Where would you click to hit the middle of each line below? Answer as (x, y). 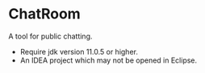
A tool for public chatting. (50, 36)
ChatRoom (44, 14)
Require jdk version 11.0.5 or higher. (79, 51)
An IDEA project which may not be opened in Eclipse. (109, 60)
